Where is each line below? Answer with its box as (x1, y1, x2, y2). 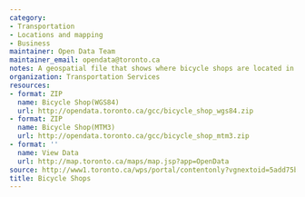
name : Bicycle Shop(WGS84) (17, 97, 120, 107)
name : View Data (17, 148, 79, 157)
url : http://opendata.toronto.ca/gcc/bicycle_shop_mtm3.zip (17, 132, 250, 141)
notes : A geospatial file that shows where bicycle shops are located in (9, 64, 295, 74)
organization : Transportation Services (9, 73, 161, 82)
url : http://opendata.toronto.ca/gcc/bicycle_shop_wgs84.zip (17, 106, 254, 115)
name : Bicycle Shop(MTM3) (17, 123, 116, 133)
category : (9, 13, 47, 23)
